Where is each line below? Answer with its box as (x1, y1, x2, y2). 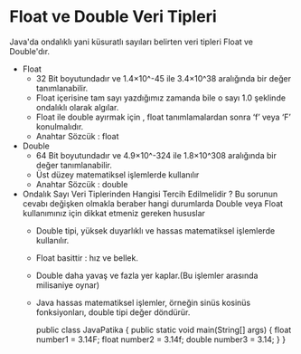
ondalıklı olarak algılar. (35, 101, 119, 112)
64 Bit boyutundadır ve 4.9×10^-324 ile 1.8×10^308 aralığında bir (35, 149, 277, 160)
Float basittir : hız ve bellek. (35, 252, 138, 263)
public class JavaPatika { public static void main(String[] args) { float (35, 324, 292, 335)
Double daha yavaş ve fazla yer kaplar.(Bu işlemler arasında (35, 270, 259, 281)
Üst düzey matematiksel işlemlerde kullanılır (35, 169, 200, 180)
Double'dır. (9, 45, 51, 56)
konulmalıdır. (35, 120, 84, 132)
